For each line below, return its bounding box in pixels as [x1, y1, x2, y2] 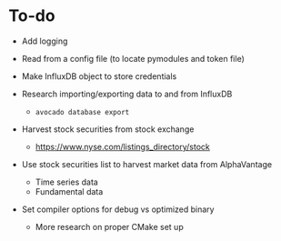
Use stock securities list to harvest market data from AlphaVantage [21, 158, 273, 169]
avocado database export [35, 107, 130, 116]
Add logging [21, 35, 68, 46]
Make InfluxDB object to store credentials [21, 70, 177, 82]
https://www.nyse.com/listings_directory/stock [35, 141, 211, 152]
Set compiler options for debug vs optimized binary [21, 204, 215, 215]
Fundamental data [35, 186, 104, 196]
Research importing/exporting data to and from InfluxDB [21, 88, 233, 99]
